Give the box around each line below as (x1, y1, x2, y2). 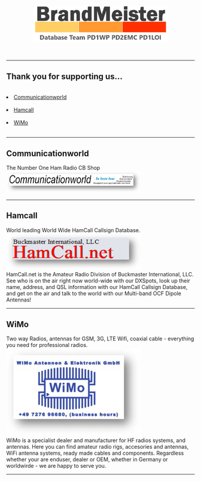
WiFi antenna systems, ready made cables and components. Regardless (6, 449, 184, 456)
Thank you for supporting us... (6, 71, 123, 81)
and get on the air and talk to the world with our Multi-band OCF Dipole (6, 290, 181, 297)
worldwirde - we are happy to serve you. (6, 462, 106, 469)
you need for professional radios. (6, 342, 88, 349)
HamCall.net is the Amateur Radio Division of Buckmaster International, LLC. (6, 271, 194, 278)
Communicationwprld (14, 93, 67, 101)
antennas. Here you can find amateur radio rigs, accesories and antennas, (6, 443, 189, 450)
